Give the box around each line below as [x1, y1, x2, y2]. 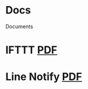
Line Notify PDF [5, 70, 82, 84]
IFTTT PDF [5, 43, 58, 57]
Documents [5, 23, 33, 30]
